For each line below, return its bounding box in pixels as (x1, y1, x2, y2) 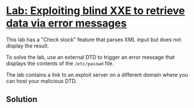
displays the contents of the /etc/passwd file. (6, 60, 114, 67)
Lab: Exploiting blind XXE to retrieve (6, 4, 185, 18)
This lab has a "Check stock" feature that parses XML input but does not (6, 36, 182, 43)
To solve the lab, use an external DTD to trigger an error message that (6, 53, 175, 60)
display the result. (6, 42, 49, 49)
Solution (6, 95, 38, 104)
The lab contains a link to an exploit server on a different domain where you (6, 71, 189, 78)
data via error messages (6, 16, 127, 30)
